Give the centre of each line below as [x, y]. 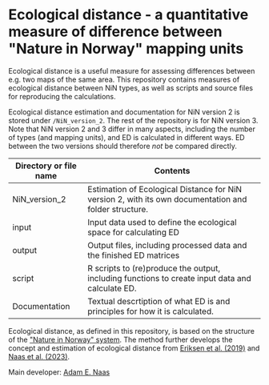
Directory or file [46, 166]
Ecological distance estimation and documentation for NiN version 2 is [124, 112]
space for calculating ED [134, 232]
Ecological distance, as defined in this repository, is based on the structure [131, 331]
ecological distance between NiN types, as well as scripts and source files [131, 88]
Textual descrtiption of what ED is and [159, 301]
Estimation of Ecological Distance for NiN [165, 189]
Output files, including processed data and [167, 245]
